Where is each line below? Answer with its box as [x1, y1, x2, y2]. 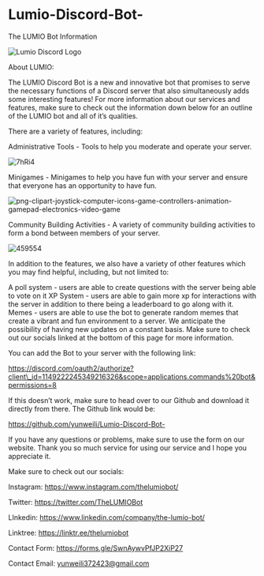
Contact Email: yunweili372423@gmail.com [8, 559, 150, 568]
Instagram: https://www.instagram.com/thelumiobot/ [8, 482, 179, 491]
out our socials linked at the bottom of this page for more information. [8, 333, 234, 342]
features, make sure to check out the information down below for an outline [8, 103, 253, 112]
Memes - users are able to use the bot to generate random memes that [8, 307, 239, 317]
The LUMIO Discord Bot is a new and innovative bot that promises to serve [8, 77, 251, 87]
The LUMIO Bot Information [8, 32, 98, 41]
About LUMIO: [8, 62, 54, 72]
